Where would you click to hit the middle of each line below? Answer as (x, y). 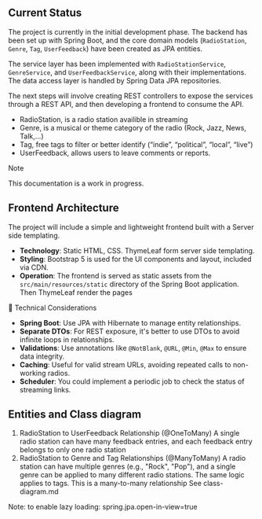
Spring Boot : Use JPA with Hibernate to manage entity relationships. (130, 322)
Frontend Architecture (64, 208)
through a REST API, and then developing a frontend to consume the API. (126, 104)
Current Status (45, 13)
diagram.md (39, 491)
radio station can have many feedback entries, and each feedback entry (136, 442)
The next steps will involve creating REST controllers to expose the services (131, 96)
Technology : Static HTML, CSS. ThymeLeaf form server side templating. (137, 250)
